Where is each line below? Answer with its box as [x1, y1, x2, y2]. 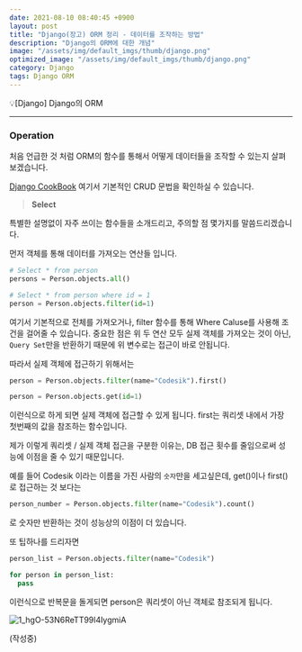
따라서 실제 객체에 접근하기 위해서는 [9, 358, 135, 369]
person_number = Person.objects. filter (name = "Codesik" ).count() [9, 500, 255, 509]
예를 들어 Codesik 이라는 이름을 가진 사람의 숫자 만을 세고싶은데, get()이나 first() [9, 470, 289, 482]
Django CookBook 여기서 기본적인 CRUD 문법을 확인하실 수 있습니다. [9, 181, 254, 192]
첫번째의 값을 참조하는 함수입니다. [9, 421, 128, 432]
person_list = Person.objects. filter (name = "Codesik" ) [9, 555, 216, 564]
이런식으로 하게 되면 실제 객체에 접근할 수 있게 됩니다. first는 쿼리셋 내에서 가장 [9, 410, 285, 421]
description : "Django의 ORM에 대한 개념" [9, 38, 155, 48]
